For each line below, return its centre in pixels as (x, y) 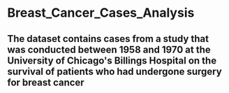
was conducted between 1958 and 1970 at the (109, 49)
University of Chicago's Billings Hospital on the (112, 60)
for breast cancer (46, 82)
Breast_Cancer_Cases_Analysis (101, 13)
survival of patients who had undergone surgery (114, 71)
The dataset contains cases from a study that (108, 39)
